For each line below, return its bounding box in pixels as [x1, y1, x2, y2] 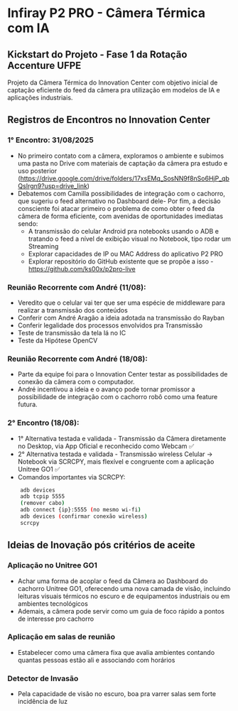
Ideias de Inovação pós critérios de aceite [7, 539, 195, 551]
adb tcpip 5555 [20, 493, 65, 500]
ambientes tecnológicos [17, 599, 89, 608]
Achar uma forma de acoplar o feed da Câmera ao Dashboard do [17, 577, 208, 585]
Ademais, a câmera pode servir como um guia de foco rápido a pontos [17, 607, 225, 615]
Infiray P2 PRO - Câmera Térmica [7, 5, 206, 21]
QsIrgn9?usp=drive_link [17, 181, 87, 190]
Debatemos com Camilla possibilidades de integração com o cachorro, [17, 189, 226, 197]
